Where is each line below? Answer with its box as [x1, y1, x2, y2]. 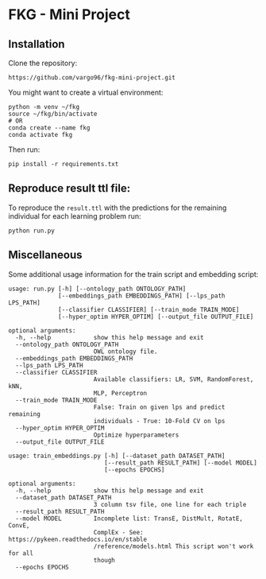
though [93, 556, 115, 564]
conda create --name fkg [8, 124, 91, 132]
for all [8, 549, 34, 558]
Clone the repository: [8, 58, 78, 68]
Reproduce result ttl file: [8, 181, 131, 196]
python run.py [8, 227, 56, 235]
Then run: [8, 145, 40, 154]
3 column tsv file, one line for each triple [93, 500, 247, 508]
